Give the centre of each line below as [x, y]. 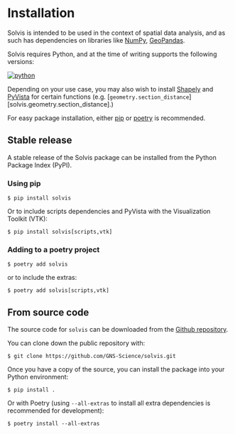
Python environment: [38, 377]
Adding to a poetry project [54, 249]
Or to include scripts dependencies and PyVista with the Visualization [109, 212]
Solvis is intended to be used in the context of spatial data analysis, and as [116, 33]
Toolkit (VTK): [28, 219]
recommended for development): [56, 411]
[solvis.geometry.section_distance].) [60, 104]
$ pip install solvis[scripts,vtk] [60, 232]
